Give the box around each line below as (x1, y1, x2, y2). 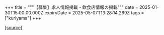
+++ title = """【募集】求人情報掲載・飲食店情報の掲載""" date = (5, 4, 139, 10)
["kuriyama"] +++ (5, 15, 41, 21)
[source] (5, 25, 23, 31)
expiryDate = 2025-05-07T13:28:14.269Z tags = (44, 10, 144, 16)
